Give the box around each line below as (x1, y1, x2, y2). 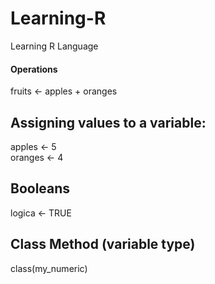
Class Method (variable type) (10, 236, 196, 253)
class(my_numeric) (10, 262, 88, 274)
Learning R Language (10, 40, 99, 52)
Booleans (10, 180, 71, 197)
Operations (10, 63, 58, 75)
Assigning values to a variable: (10, 114, 207, 131)
